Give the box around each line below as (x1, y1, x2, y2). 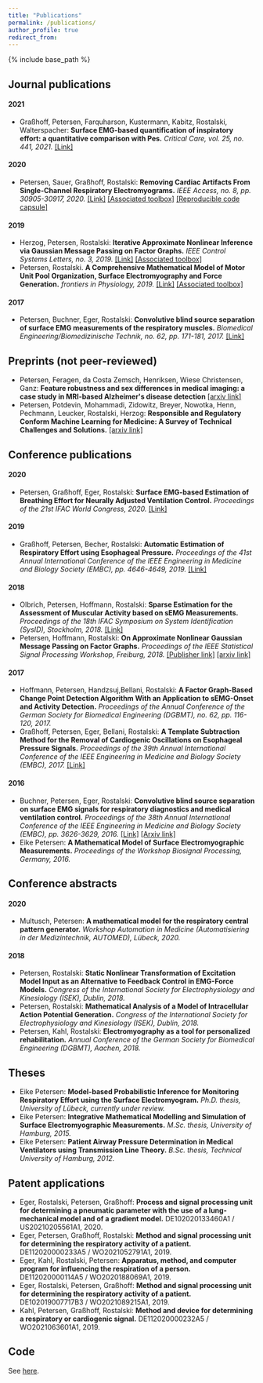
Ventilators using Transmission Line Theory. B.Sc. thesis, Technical (19, 1145, 243, 1155)
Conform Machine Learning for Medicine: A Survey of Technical (19, 417, 232, 426)
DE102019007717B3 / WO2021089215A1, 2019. (19, 1297, 170, 1307)
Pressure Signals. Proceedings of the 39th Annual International (19, 743, 226, 754)
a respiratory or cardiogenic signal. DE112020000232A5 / (19, 1314, 209, 1323)
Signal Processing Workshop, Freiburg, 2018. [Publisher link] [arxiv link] (19, 650, 251, 659)
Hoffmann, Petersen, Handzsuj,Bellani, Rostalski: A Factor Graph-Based (19, 685, 253, 695)
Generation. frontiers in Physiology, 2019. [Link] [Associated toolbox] (19, 279, 244, 289)
